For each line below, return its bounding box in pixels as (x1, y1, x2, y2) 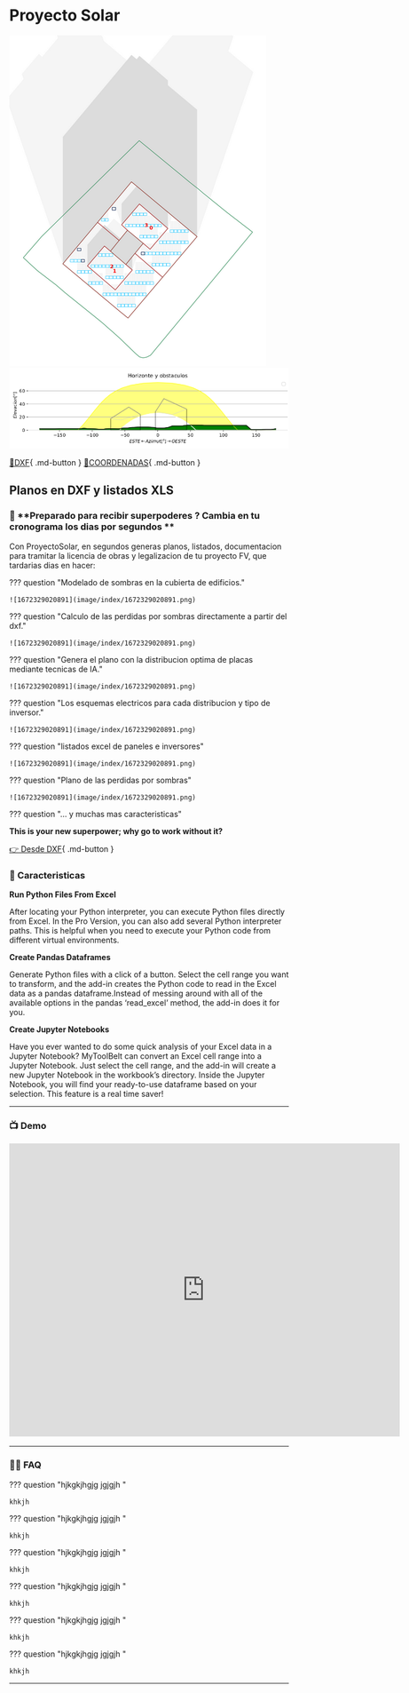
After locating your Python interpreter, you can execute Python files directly (9, 907, 286, 917)
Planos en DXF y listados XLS (9, 483, 175, 498)
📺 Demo (9, 1119, 47, 1132)
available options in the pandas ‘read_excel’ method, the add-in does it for (9, 998, 280, 1008)
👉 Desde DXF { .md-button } (9, 843, 114, 854)
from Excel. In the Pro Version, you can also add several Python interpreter (9, 916, 282, 926)
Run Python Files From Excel (9, 889, 117, 900)
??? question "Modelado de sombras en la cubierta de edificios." (9, 576, 246, 587)
